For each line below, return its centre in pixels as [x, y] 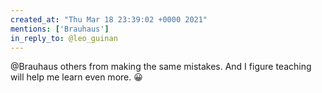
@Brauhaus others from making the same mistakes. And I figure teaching [161, 67]
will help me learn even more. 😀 [76, 77]
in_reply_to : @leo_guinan [64, 38]
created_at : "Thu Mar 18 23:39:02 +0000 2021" [109, 19]
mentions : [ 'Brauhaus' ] [60, 29]
